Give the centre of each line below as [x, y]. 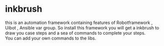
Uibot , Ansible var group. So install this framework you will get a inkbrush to [82, 27]
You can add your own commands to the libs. [51, 38]
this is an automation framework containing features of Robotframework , [79, 23]
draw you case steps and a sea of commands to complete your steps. [75, 33]
